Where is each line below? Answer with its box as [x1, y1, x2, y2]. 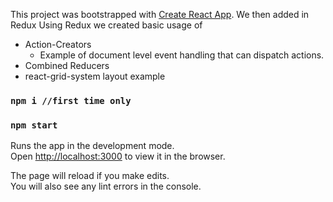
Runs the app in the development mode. [10, 140, 175, 152]
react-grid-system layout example [24, 70, 166, 82]
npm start [10, 119, 58, 131]
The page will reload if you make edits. [10, 170, 170, 182]
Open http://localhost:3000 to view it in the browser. [10, 150, 226, 163]
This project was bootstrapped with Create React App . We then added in [10, 9, 310, 20]
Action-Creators [24, 39, 92, 50]
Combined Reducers [24, 60, 110, 71]
